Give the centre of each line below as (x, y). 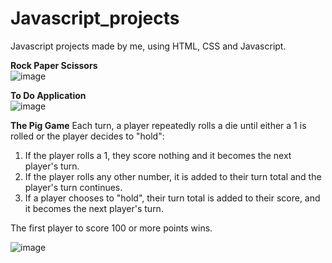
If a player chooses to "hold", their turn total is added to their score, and (172, 198)
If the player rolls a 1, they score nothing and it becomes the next (158, 155)
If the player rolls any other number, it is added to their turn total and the (173, 176)
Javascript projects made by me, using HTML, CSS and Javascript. (148, 46)
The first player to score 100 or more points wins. (111, 228)
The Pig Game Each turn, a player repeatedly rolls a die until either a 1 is (158, 125)
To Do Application (48, 95)
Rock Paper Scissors (54, 65)
